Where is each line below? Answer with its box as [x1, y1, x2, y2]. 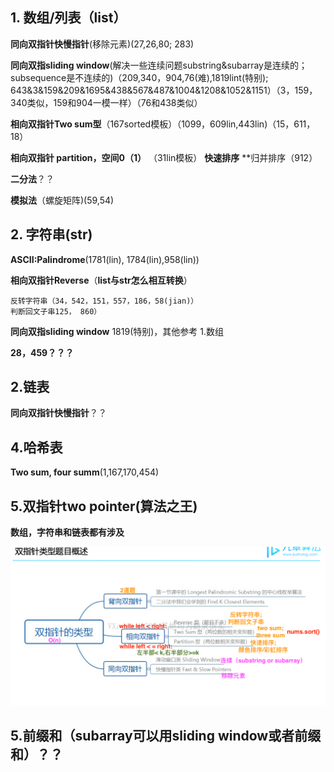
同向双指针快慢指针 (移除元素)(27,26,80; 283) [10, 38, 195, 50]
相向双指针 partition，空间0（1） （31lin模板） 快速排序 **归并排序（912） [10, 151, 318, 163]
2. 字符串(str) [10, 226, 93, 243]
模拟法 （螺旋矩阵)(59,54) [10, 194, 115, 206]
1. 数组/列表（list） [10, 9, 127, 27]
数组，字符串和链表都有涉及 [10, 526, 125, 538]
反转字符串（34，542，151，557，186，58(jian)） [10, 296, 199, 306]
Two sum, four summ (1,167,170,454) [10, 466, 160, 478]
